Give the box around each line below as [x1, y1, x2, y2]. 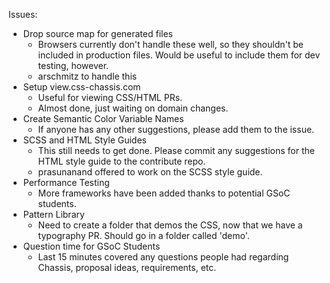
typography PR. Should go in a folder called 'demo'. [37, 230, 250, 241]
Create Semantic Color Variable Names [22, 113, 185, 124]
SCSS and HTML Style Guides [22, 134, 147, 146]
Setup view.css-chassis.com [22, 81, 141, 93]
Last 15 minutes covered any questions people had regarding [37, 251, 290, 263]
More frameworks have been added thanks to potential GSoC [37, 187, 291, 199]
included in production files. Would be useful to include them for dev [37, 49, 321, 61]
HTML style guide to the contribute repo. [37, 155, 206, 167]
